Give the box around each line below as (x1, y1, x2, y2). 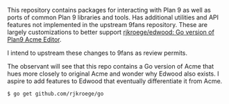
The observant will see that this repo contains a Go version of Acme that (7, 62, 214, 70)
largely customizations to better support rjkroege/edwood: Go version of (7, 28, 215, 36)
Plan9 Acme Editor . (7, 35, 62, 44)
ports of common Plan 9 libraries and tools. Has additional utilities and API (7, 13, 219, 21)
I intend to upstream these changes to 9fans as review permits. (7, 49, 188, 57)
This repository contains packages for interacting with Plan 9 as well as (7, 6, 212, 14)
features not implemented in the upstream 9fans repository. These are (7, 21, 208, 28)
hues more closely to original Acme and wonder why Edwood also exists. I (7, 69, 219, 78)
